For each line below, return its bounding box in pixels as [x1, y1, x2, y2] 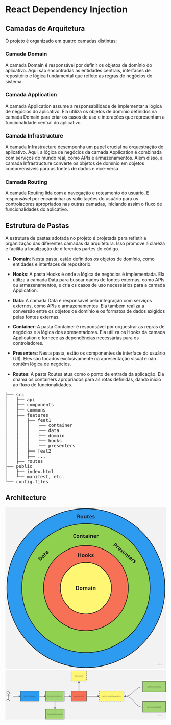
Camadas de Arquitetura [5, 24, 85, 33]
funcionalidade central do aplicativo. [5, 119, 82, 125]
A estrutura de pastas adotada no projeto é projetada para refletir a [5, 235, 146, 241]
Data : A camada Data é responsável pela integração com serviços [12, 298, 152, 303]
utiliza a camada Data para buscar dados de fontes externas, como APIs [12, 277, 165, 283]
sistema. [5, 79, 23, 85]
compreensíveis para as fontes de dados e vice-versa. [5, 165, 120, 171]
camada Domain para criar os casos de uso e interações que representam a [5, 114, 165, 120]
